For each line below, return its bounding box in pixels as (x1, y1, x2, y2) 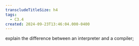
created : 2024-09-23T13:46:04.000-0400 (5, 21, 90, 27)
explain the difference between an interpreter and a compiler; (5, 35, 134, 41)
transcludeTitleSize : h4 (5, 7, 58, 13)
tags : (5, 12, 17, 17)
